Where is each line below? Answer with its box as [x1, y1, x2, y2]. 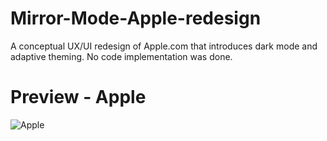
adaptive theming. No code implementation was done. [10, 50, 233, 62]
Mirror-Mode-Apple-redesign [10, 7, 262, 30]
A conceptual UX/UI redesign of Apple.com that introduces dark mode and [10, 40, 318, 52]
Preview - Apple [10, 86, 147, 109]
